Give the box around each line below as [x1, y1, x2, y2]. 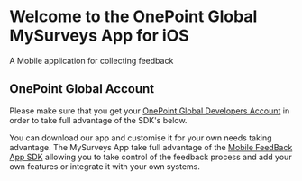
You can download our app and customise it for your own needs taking [9, 132, 272, 143]
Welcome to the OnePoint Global [9, 6, 258, 27]
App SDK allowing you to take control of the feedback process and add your [9, 151, 292, 162]
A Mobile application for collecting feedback [9, 55, 174, 66]
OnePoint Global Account [9, 81, 155, 96]
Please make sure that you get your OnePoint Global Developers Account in [9, 105, 290, 116]
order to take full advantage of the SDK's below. [9, 114, 188, 125]
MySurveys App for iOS [9, 25, 189, 46]
